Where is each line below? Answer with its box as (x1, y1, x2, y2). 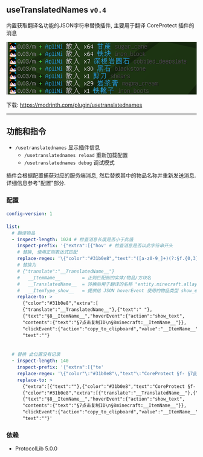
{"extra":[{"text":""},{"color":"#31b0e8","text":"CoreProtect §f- (22, 383, 196, 390)
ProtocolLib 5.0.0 (14, 445, 58, 452)
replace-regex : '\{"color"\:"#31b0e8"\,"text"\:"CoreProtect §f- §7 (17, 370, 193, 376)
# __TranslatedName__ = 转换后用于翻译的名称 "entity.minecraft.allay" (17, 281, 201, 287)
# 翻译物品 (11, 230, 36, 236)
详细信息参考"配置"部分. (6, 179, 66, 187)
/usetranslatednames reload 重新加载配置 (24, 151, 128, 158)
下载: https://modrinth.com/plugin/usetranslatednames (6, 101, 143, 108)
